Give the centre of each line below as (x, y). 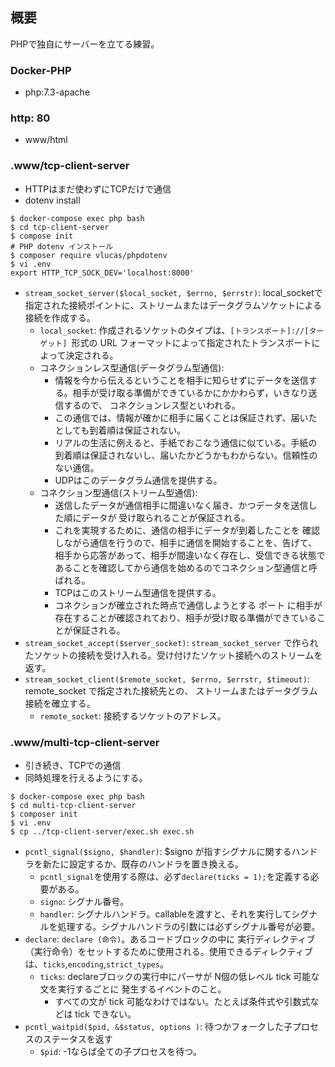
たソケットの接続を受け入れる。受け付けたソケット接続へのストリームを (173, 655)
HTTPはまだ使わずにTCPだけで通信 (98, 189)
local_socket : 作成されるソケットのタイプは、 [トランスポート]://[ (174, 330)
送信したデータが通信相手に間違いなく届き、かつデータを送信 (181, 505)
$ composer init (44, 814)
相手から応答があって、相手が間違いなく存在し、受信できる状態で (190, 555)
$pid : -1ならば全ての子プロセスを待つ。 (120, 1051)
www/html (46, 140)
